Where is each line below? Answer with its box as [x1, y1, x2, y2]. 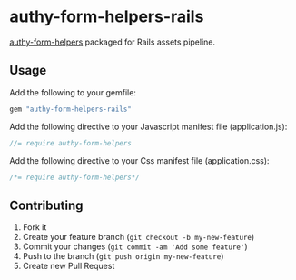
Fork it [22, 222, 47, 233]
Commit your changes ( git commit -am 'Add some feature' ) [22, 241, 248, 252]
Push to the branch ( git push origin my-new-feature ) [22, 251, 224, 262]
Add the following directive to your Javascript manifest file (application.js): [9, 121, 288, 132]
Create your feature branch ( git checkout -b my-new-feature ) [22, 232, 255, 243]
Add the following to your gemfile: [9, 86, 136, 97]
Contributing [9, 197, 84, 213]
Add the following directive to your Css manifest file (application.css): [9, 155, 270, 165]
